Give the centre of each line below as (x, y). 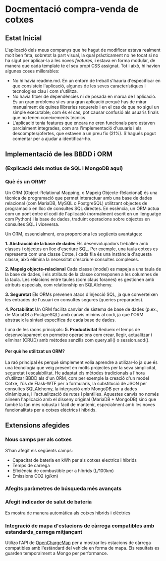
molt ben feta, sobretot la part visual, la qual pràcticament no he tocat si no (82, 55)
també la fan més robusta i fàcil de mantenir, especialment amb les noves (80, 404)
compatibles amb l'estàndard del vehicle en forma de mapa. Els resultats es (82, 548)
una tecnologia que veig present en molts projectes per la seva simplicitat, (81, 367)
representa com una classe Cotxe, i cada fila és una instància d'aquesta (79, 254)
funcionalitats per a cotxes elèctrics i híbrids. (51, 410)
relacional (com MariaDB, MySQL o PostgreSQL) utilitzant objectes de (76, 203)
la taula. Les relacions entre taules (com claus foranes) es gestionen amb (80, 280)
